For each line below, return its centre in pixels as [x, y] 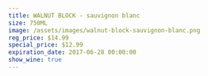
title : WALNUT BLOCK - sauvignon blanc [74, 15]
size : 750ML [28, 23]
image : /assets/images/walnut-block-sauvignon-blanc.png [104, 30]
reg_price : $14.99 [39, 38]
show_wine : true [35, 60]
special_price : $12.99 [46, 45]
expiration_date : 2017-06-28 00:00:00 [72, 52]
